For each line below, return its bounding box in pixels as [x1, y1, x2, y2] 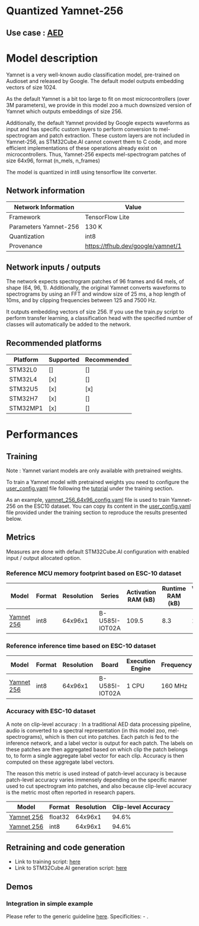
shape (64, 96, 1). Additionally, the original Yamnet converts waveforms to [6, 284, 187, 291]
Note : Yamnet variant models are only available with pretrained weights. [6, 467, 183, 474]
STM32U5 [9, 385, 38, 393]
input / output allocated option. [6, 554, 82, 561]
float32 [49, 813, 70, 821]
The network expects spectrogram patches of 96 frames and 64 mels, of [6, 278, 185, 285]
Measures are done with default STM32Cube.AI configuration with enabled [6, 548, 190, 555]
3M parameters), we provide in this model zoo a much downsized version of [6, 101, 192, 108]
